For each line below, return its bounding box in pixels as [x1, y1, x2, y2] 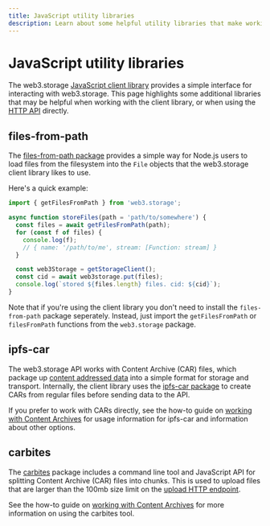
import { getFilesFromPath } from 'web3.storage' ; [8, 199, 182, 208]
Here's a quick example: [8, 183, 88, 193]
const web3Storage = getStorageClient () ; [15, 265, 157, 273]
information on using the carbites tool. [8, 508, 135, 518]
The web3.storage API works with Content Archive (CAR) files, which [8, 364, 237, 374]
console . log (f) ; [22, 236, 78, 244]
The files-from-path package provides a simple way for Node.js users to [8, 150, 247, 161]
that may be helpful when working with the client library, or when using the [8, 97, 256, 107]
